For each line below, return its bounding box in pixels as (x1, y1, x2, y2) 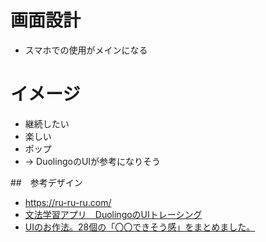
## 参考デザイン (10, 176, 83, 188)
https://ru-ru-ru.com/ (24, 196, 112, 208)
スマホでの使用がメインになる (24, 44, 148, 56)
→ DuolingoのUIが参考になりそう (24, 155, 162, 167)
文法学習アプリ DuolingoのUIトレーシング (24, 208, 203, 220)
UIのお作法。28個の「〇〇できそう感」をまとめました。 (24, 221, 256, 233)
